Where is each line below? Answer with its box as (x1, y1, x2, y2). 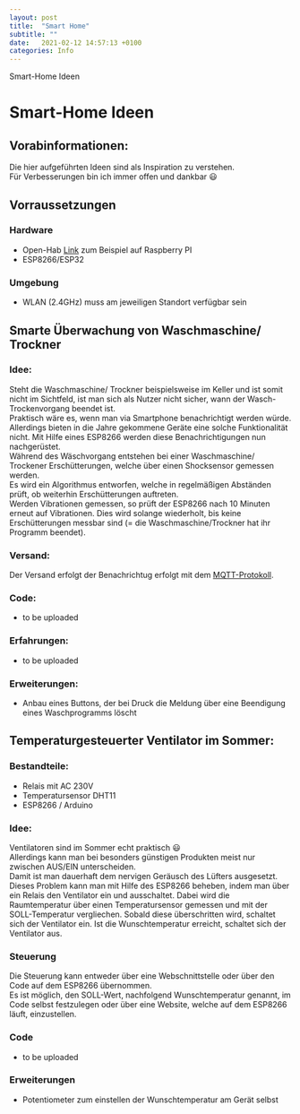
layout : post (9, 13, 58, 22)
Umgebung (9, 276, 60, 289)
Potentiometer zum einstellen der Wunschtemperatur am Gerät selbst (21, 1094, 279, 1105)
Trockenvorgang (9, 402, 70, 413)
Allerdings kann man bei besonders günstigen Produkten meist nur (9, 851, 256, 862)
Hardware (9, 224, 54, 237)
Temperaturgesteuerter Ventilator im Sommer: (9, 733, 275, 748)
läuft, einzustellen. (9, 1009, 77, 1020)
